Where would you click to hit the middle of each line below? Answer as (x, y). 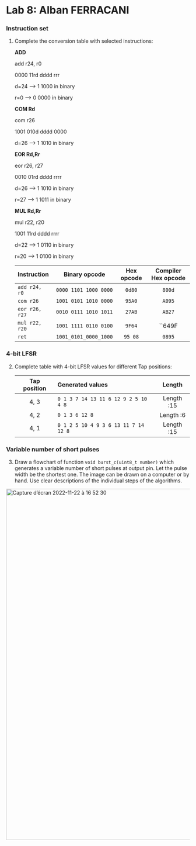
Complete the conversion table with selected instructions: (84, 41)
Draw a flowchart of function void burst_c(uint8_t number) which (94, 462)
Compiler (169, 271)
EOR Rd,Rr (27, 154)
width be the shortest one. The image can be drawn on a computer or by (102, 475)
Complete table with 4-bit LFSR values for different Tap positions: (93, 367)
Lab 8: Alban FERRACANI (68, 10)
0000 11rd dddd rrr (37, 75)
